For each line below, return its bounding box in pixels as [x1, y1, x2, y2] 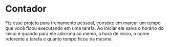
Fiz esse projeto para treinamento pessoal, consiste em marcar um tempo [5, 20, 161, 26]
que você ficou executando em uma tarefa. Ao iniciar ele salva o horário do [5, 25, 164, 31]
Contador [5, 3, 47, 15]
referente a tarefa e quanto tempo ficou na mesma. [5, 36, 113, 42]
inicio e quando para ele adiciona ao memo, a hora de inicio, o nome [5, 30, 150, 36]
